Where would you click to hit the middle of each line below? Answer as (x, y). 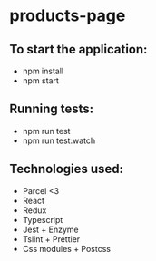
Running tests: (52, 109)
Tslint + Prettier (51, 239)
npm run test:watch (59, 140)
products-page (68, 16)
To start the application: (78, 49)
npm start (40, 81)
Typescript (43, 219)
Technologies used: (67, 169)
